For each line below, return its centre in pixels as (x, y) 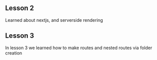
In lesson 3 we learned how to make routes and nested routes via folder (79, 48)
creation (14, 53)
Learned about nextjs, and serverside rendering (54, 20)
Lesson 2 (20, 8)
